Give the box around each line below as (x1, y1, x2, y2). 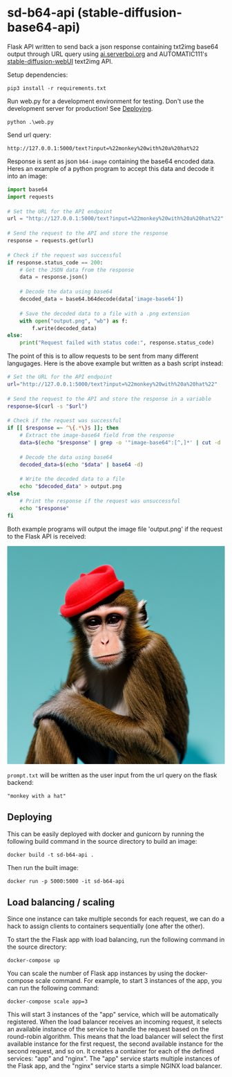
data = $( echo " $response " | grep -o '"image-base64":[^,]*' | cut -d (19, 440, 221, 446)
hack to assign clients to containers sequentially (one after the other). (7, 922, 205, 930)
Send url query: (7, 130, 52, 139)
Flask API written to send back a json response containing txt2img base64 (7, 42, 219, 51)
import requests (7, 193, 54, 200)
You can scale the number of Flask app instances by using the (7, 969, 184, 977)
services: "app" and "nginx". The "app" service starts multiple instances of (7, 1054, 220, 1063)
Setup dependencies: (7, 71, 68, 79)
